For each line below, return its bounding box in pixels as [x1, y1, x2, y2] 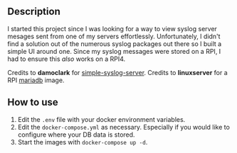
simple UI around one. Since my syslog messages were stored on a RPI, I [7, 47, 221, 55]
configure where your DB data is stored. [17, 130, 135, 139]
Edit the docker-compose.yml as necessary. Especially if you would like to [17, 123, 230, 131]
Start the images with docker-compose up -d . [17, 137, 148, 146]
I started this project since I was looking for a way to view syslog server [7, 24, 217, 33]
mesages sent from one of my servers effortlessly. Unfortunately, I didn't [7, 32, 221, 40]
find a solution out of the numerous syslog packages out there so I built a [7, 39, 222, 48]
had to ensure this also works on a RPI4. [7, 55, 126, 63]
